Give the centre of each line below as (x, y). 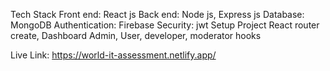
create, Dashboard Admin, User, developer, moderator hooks (136, 35)
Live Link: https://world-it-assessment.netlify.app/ (113, 55)
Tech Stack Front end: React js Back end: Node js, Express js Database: (157, 14)
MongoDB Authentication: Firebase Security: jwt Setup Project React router (165, 25)
